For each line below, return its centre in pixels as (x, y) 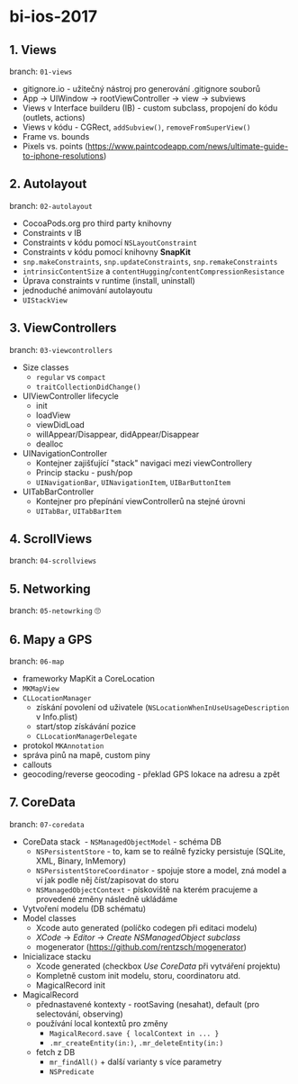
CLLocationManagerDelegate (86, 737)
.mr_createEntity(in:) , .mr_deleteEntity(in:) (136, 1043)
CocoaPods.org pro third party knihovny (97, 223)
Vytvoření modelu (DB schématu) (84, 908)
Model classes (49, 918)
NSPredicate (72, 1072)
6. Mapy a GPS (51, 640)
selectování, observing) (79, 1014)
